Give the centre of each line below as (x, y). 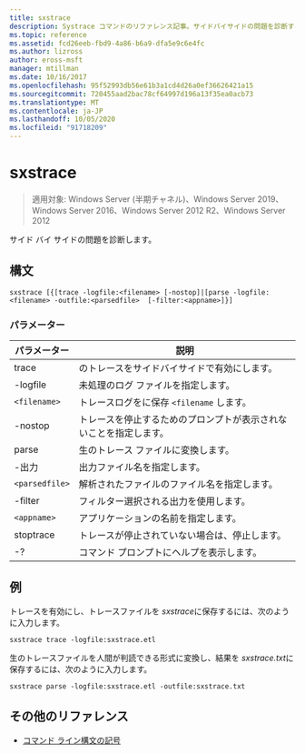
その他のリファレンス (69, 716)
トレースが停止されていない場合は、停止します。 (182, 536)
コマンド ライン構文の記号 (71, 740)
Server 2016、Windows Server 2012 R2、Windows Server (177, 210)
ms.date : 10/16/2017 (49, 77)
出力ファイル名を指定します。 (142, 467)
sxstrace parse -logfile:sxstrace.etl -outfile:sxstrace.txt (128, 686)
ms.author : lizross (46, 52)
